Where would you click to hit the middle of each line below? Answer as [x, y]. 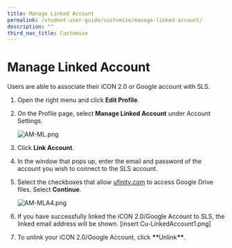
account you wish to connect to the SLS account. [87, 169]
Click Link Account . [46, 148]
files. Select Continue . [49, 190]
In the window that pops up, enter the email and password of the [109, 161]
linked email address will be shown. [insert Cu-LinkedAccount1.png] [114, 224]
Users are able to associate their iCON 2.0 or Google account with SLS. [109, 87]
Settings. [30, 121]
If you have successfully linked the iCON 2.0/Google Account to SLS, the [121, 217]
